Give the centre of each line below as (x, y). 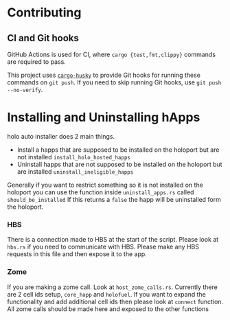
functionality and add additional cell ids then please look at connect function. (115, 301)
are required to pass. (37, 62)
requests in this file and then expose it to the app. (77, 254)
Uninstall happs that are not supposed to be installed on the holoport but (119, 164)
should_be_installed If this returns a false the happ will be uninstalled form (114, 199)
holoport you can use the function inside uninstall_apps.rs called (101, 192)
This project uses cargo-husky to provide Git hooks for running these (104, 75)
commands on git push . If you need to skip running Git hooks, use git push (114, 82)
